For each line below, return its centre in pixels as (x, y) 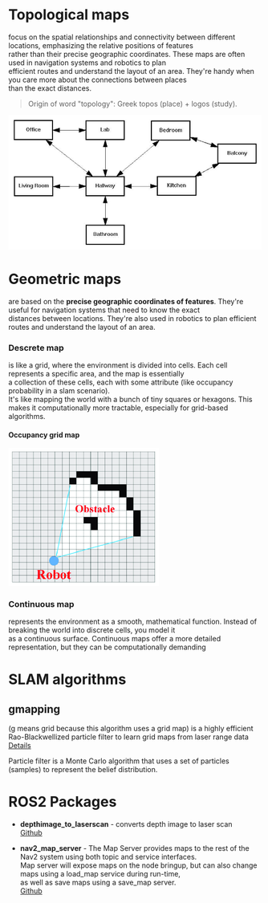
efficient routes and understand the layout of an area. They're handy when (132, 71)
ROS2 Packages (63, 802)
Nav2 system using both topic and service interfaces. (108, 857)
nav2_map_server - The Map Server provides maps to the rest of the (135, 848)
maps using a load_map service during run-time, (100, 874)
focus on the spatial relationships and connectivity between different (122, 37)
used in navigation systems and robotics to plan (87, 63)
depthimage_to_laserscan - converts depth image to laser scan (126, 824)
